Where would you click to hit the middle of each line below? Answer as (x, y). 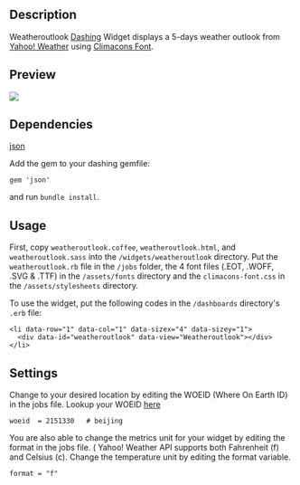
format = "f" (34, 474)
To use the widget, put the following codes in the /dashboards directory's (145, 303)
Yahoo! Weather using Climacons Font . (81, 46)
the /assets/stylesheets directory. (74, 286)
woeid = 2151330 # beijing (66, 421)
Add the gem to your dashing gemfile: (80, 164)
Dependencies (51, 124)
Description (43, 15)
